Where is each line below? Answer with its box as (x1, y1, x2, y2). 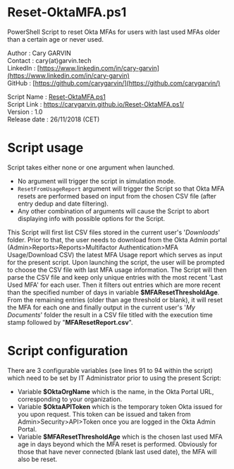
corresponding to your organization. (17, 395, 123, 403)
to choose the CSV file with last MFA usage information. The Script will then (7, 266, 227, 274)
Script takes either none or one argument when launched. (7, 163, 175, 172)
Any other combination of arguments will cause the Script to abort (17, 206, 209, 215)
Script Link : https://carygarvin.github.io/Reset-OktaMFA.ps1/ (7, 100, 185, 108)
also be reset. (17, 455, 58, 463)
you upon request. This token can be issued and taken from (17, 410, 191, 418)
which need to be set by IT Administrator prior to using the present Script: (7, 374, 222, 382)
